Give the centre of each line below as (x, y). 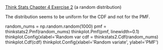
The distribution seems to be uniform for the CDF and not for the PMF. (78, 17)
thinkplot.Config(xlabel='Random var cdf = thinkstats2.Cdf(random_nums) (82, 37)
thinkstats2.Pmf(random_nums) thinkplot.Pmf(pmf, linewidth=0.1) (72, 31)
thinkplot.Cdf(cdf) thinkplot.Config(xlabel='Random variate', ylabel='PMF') (82, 42)
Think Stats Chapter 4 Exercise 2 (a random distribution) (63, 7)
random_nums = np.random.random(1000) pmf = (56, 26)
